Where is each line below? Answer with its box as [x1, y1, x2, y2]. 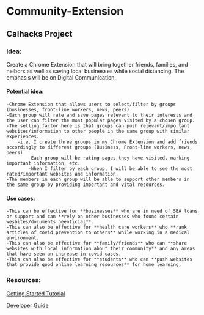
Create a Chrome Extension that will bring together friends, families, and [6, 61, 188, 68]
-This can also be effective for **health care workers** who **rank [6, 224, 188, 231]
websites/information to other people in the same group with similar [6, 128, 190, 135]
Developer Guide [6, 302, 49, 309]
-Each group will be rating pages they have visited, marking [28, 155, 190, 161]
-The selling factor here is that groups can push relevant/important [6, 123, 190, 129]
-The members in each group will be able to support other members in [6, 176, 190, 183]
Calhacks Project [6, 29, 73, 39]
